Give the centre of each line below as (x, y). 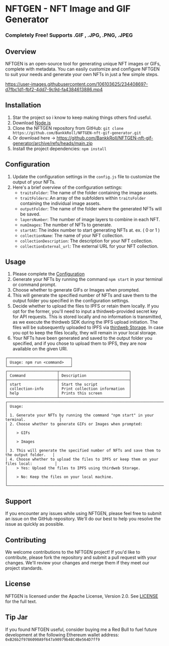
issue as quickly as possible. (35, 524)
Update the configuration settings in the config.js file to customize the (86, 176)
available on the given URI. (40, 349)
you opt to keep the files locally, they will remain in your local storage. (85, 333)
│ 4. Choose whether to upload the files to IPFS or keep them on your (82, 459)
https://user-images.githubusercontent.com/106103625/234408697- (77, 84)
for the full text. (21, 601)
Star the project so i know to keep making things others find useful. (82, 117)
